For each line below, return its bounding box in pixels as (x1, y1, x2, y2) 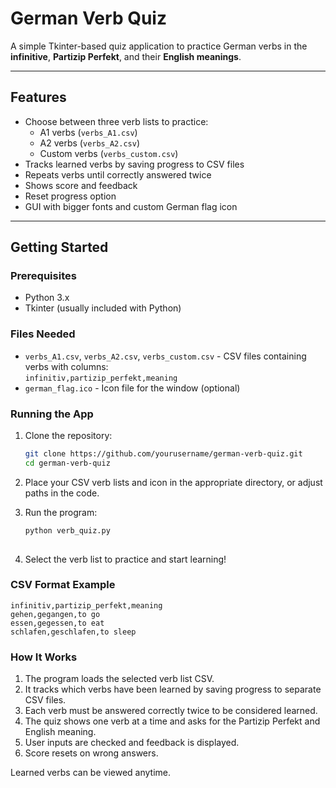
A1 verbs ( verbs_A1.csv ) (39, 126, 138, 138)
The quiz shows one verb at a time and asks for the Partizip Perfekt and (24, 715, 321, 727)
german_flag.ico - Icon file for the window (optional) (24, 382, 241, 394)
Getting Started (10, 239, 109, 256)
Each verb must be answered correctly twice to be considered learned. (24, 705, 318, 717)
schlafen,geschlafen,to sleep (10, 627, 137, 637)
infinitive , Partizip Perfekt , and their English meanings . (10, 50, 242, 62)
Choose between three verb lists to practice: (24, 115, 209, 127)
